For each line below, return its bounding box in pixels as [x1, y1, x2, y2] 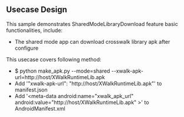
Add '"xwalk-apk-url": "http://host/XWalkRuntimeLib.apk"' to [14, 80, 162, 87]
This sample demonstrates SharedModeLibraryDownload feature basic [6, 20, 178, 27]
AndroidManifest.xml [14, 105, 66, 112]
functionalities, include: [6, 27, 63, 34]
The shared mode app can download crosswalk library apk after [14, 38, 170, 45]
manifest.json [14, 86, 48, 93]
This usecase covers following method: [6, 56, 101, 63]
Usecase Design [6, 5, 68, 15]
